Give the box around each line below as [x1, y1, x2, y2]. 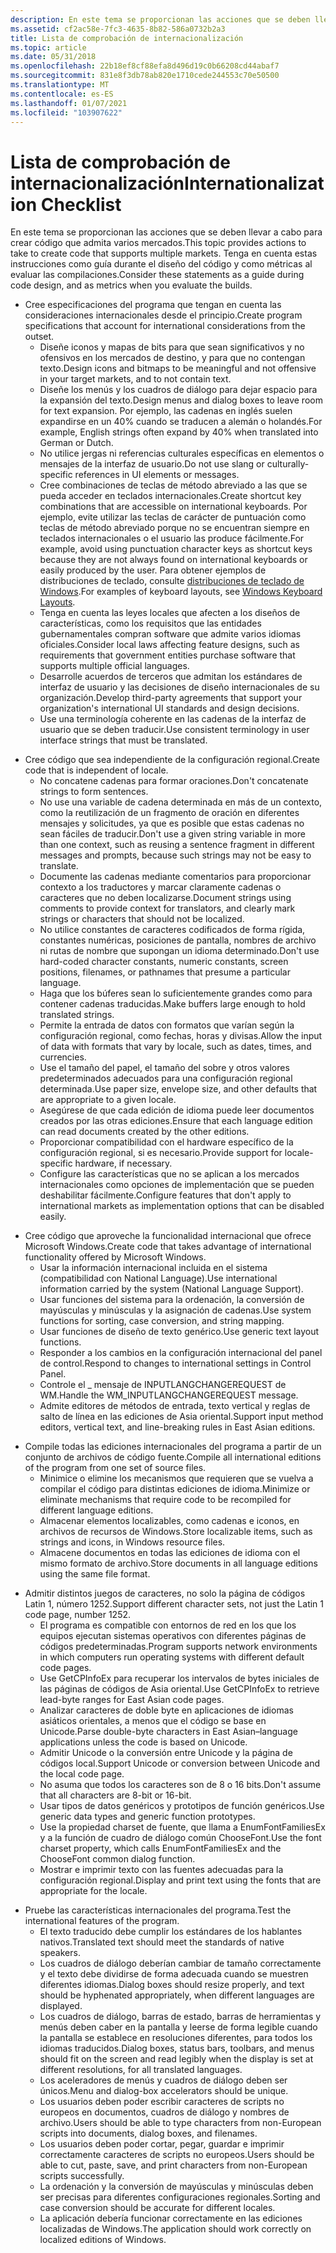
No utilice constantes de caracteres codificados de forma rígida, [39, 924, 306, 936]
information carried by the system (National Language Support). [39, 1283, 304, 1295]
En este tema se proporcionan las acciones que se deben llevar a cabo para [10, 226, 323, 238]
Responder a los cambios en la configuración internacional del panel [39, 1347, 323, 1359]
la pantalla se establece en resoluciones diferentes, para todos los [39, 2032, 313, 2044]
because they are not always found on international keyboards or [39, 554, 308, 566]
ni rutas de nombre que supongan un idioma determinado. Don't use [39, 945, 320, 957]
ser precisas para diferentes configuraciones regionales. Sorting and [39, 2191, 321, 2203]
